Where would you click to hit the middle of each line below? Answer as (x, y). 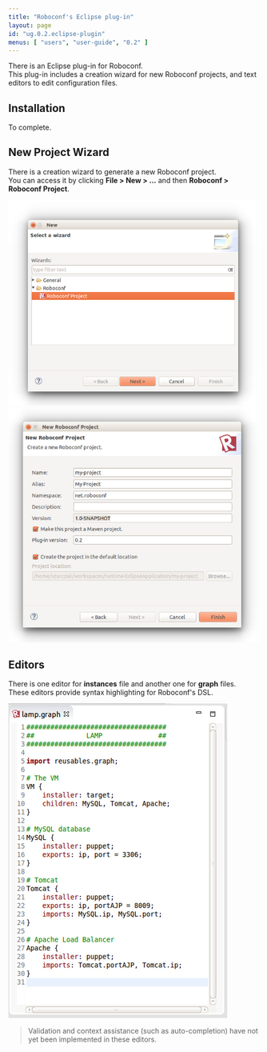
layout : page (30, 25)
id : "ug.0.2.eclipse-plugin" (57, 34)
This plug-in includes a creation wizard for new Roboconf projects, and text (133, 74)
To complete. (30, 127)
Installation (37, 108)
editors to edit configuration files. (63, 83)
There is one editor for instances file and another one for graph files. (122, 684)
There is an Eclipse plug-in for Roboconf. (76, 66)
